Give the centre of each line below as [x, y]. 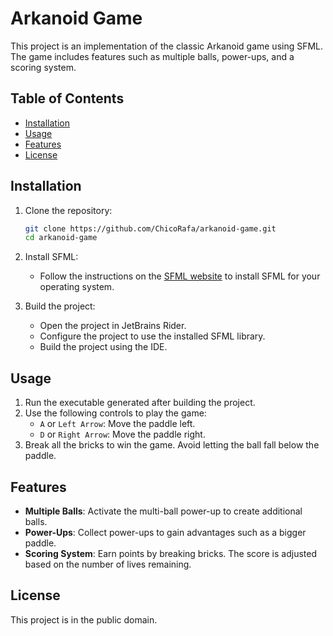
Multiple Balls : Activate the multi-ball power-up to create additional [163, 511]
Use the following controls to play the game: [115, 413]
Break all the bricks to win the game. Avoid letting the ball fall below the [172, 445]
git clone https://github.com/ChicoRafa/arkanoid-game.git [150, 228]
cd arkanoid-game [61, 238]
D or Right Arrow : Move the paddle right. [122, 434]
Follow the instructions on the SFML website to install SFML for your [180, 276]
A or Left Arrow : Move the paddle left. [117, 424]
